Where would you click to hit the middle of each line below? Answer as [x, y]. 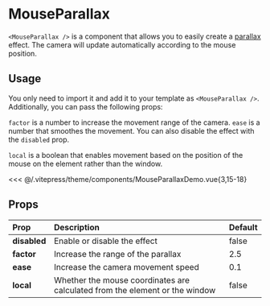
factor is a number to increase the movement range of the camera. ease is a [134, 122]
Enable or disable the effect [106, 241]
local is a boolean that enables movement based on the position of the [126, 155]
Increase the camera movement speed [126, 267]
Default [243, 227]
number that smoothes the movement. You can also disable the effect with [131, 130]
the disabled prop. [39, 139]
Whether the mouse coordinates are [122, 280]
